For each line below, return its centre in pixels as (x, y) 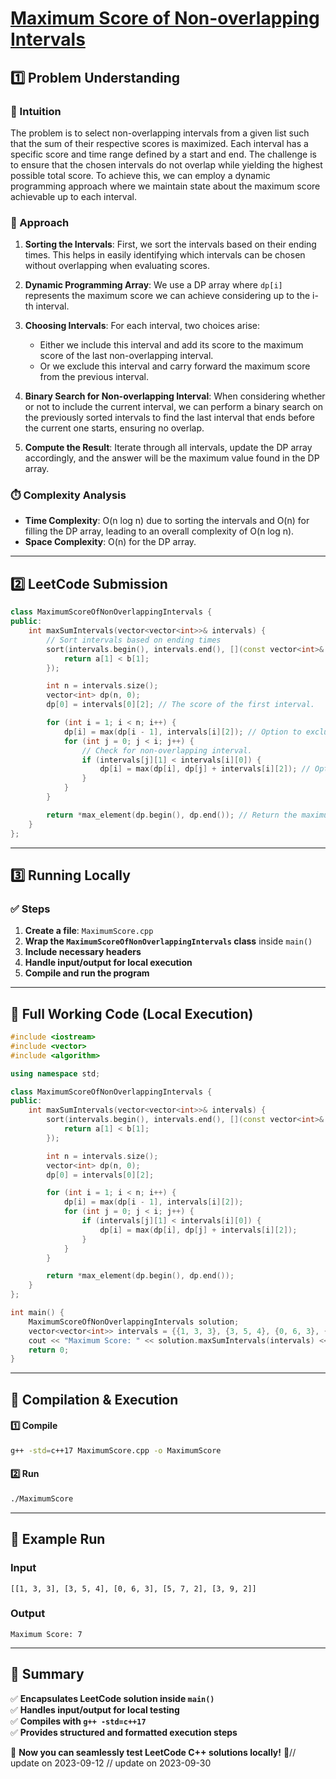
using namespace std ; (55, 1073)
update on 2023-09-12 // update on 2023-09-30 (111, 1763)
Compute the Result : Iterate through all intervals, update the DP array (168, 448)
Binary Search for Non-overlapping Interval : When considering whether (175, 396)
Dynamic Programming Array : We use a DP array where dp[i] (153, 285)
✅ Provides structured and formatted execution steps (124, 1732)
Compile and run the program (87, 973)
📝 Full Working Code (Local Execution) (132, 1013)
